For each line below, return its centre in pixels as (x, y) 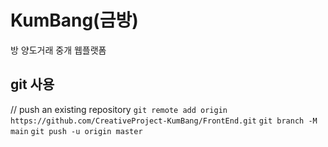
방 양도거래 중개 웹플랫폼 (58, 50)
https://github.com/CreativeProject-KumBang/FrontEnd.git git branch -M (164, 121)
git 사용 (32, 84)
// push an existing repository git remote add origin (119, 109)
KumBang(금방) (74, 20)
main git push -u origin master (76, 131)
